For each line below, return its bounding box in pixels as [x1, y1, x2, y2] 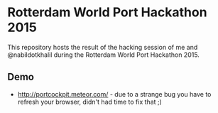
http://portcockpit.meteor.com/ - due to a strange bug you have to [17, 90, 212, 98]
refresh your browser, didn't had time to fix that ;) [17, 97, 162, 106]
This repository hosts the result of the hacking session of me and [7, 43, 198, 51]
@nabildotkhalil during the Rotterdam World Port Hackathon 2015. [7, 50, 200, 59]
